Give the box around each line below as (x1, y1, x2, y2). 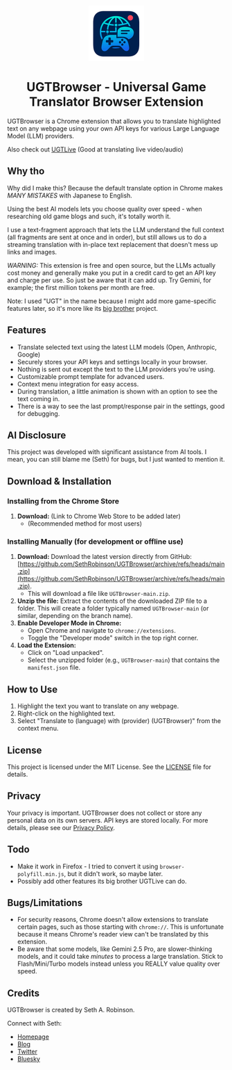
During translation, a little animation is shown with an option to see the (17, 387, 218, 396)
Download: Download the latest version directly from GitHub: (17, 553, 192, 561)
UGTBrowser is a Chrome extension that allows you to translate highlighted (7, 117, 222, 125)
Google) (17, 350, 41, 359)
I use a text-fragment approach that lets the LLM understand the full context (7, 225, 224, 234)
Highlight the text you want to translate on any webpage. (17, 702, 179, 711)
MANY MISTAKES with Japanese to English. (7, 191, 133, 200)
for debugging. (17, 409, 60, 418)
